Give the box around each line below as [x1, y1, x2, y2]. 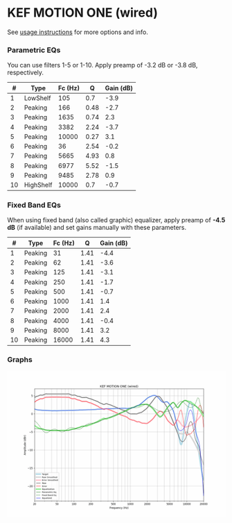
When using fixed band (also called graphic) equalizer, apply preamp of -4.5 [7, 216, 226, 224]
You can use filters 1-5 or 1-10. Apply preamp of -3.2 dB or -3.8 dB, [7, 61, 198, 69]
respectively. [7, 68, 44, 77]
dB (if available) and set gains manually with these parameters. [7, 224, 187, 232]
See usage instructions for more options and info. [7, 28, 149, 36]
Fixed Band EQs [7, 200, 61, 210]
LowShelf [24, 94, 51, 102]
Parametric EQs [7, 45, 61, 55]
